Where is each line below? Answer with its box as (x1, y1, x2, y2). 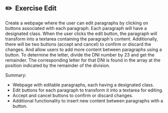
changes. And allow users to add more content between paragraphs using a (5, 46, 162, 52)
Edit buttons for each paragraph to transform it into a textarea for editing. (12, 87, 163, 93)
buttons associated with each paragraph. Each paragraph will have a (5, 25, 147, 31)
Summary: (5, 72, 27, 78)
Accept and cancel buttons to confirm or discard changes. (12, 92, 133, 98)
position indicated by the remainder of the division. (5, 62, 110, 68)
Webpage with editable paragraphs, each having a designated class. (12, 81, 154, 87)
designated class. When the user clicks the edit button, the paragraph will (5, 30, 157, 36)
